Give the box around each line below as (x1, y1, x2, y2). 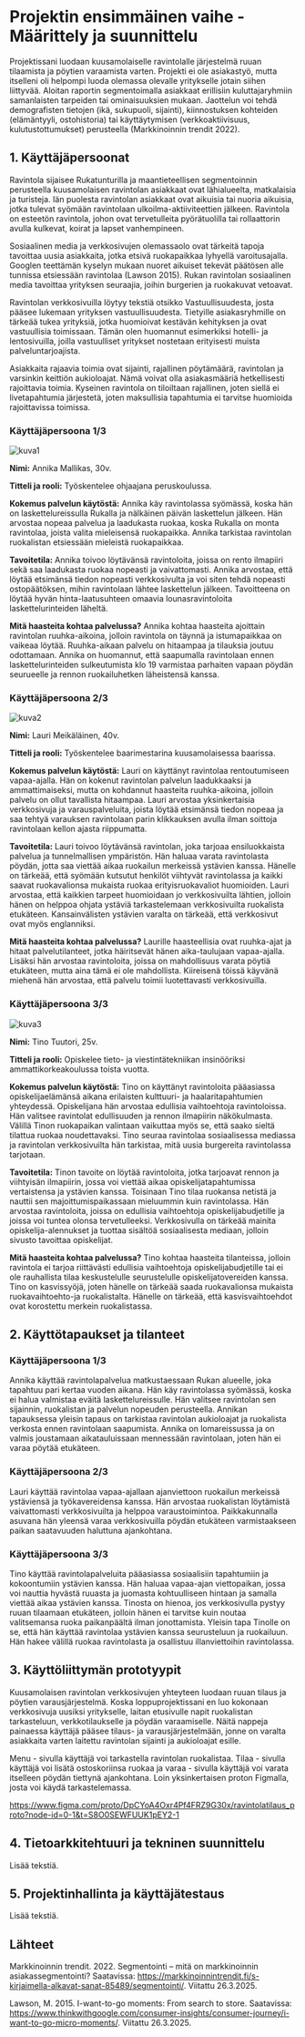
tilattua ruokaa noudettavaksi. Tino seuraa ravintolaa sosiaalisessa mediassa (9, 1129, 296, 1140)
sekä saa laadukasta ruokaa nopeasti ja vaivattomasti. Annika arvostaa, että (9, 564, 293, 575)
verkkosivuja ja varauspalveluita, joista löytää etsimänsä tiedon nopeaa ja (9, 804, 284, 815)
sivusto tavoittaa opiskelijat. (9, 1234, 114, 1245)
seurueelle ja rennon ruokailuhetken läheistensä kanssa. (9, 669, 220, 680)
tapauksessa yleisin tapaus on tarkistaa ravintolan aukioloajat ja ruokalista (9, 1414, 287, 1425)
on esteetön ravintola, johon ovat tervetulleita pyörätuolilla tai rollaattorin (9, 212, 280, 224)
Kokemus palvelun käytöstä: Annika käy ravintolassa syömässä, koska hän (9, 499, 293, 509)
